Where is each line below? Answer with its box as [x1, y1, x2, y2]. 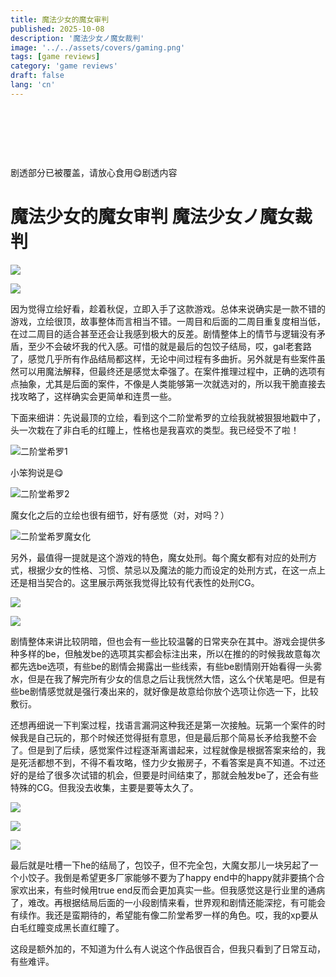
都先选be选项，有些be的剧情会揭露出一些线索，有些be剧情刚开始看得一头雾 [10, 660, 323, 672]
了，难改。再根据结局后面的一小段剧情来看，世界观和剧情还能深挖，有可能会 [10, 896, 326, 908]
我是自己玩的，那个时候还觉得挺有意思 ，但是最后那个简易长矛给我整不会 [18, 731, 317, 743]
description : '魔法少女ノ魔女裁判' [10, 33, 145, 43]
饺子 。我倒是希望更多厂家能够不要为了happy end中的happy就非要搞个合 [27, 871, 325, 883]
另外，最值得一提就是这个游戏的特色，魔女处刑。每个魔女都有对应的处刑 [10, 551, 308, 563]
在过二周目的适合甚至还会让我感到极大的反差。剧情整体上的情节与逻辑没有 [10, 327, 317, 340]
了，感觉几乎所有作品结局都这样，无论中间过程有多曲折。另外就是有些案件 [10, 352, 317, 365]
